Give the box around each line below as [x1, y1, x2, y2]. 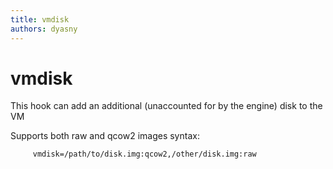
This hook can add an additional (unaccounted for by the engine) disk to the [10, 100, 323, 112]
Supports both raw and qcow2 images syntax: [10, 130, 200, 142]
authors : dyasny [10, 24, 78, 34]
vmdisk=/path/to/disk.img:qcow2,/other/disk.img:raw [32, 149, 257, 160]
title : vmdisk [10, 14, 70, 25]
